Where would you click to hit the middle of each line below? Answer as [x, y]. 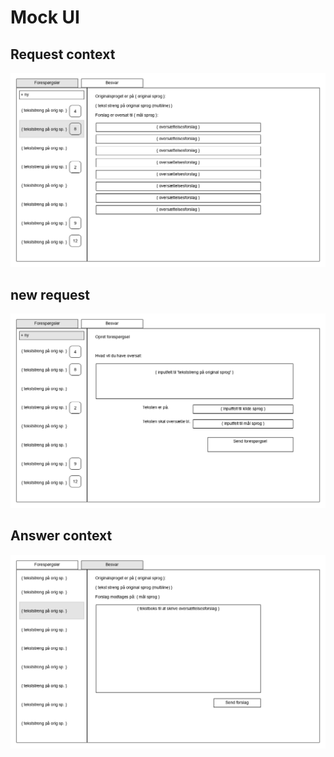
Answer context [61, 536]
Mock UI [45, 17]
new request [50, 294]
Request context [63, 54]
